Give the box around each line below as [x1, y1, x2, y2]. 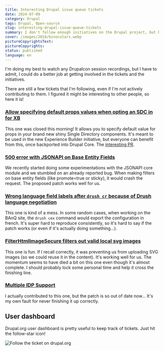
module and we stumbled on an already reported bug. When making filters [5, 170, 155, 176]
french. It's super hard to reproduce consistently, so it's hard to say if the [5, 220, 152, 226]
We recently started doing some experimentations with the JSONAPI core [5, 164, 153, 170]
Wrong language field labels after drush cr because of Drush [5, 192, 152, 199]
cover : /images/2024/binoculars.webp [5, 35, 82, 40]
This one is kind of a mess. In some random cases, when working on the [5, 210, 151, 216]
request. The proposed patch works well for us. [5, 180, 101, 186]
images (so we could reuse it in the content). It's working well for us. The [5, 254, 152, 260]
